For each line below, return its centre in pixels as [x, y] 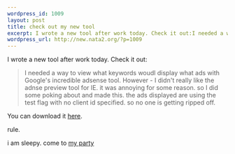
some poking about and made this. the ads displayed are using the [120, 95]
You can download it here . [45, 116]
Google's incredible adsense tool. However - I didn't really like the [119, 80]
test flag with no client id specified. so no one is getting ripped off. [120, 102]
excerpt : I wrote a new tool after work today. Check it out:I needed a [115, 33]
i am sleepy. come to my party [51, 143]
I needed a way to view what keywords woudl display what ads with [122, 73]
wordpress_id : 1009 [36, 14]
